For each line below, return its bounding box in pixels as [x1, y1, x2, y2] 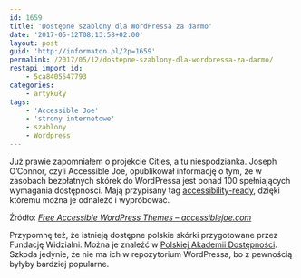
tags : [9, 97, 30, 107]
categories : [9, 81, 54, 90]
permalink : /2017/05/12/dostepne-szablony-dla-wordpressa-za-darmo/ [9, 55, 274, 64]
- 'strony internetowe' [25, 114, 116, 123]
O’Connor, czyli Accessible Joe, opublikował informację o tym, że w [9, 165, 263, 177]
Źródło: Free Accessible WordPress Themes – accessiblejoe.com [9, 212, 252, 223]
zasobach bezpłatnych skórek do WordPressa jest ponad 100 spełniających [9, 175, 291, 186]
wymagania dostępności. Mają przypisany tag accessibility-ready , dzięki [9, 185, 281, 196]
